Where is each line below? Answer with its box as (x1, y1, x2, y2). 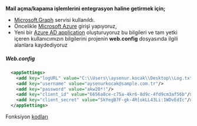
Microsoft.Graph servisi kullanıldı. (14, 16, 95, 23)
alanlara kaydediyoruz (14, 41, 68, 48)
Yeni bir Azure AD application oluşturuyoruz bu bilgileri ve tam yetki (14, 29, 178, 36)
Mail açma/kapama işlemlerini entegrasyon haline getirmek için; (5, 5, 166, 12)
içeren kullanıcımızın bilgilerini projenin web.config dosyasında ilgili (14, 35, 178, 42)
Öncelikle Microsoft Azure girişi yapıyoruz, (14, 23, 117, 29)
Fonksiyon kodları (5, 113, 48, 120)
